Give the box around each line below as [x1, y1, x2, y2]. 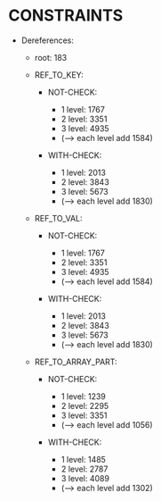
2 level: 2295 [60, 400, 109, 411]
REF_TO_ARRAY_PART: [34, 356, 117, 367]
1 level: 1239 [60, 390, 106, 402]
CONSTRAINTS [8, 5, 124, 26]
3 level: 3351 [60, 410, 108, 421]
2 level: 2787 [60, 463, 109, 474]
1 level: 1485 [60, 454, 106, 464]
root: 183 [34, 52, 68, 63]
